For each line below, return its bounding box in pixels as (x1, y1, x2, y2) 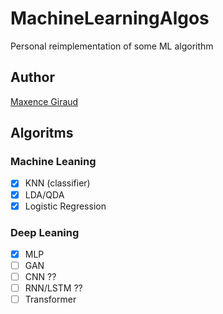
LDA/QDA (24, 188, 65, 201)
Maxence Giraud (10, 95, 79, 107)
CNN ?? (24, 271, 57, 283)
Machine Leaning (10, 155, 97, 169)
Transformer (24, 293, 77, 306)
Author (10, 69, 55, 86)
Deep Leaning (10, 225, 80, 239)
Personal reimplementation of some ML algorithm (10, 40, 214, 52)
